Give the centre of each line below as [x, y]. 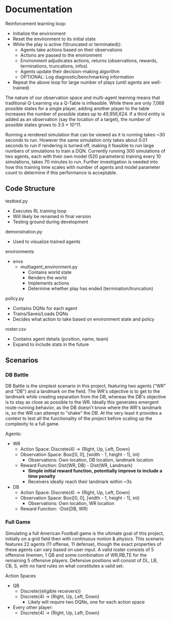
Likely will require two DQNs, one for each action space [86, 602]
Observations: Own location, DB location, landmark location [91, 460]
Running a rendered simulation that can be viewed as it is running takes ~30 [85, 134]
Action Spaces [21, 576]
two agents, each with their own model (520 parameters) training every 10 [83, 156]
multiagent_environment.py [49, 267]
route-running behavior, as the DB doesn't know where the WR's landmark [83, 408]
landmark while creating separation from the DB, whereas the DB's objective [86, 397]
